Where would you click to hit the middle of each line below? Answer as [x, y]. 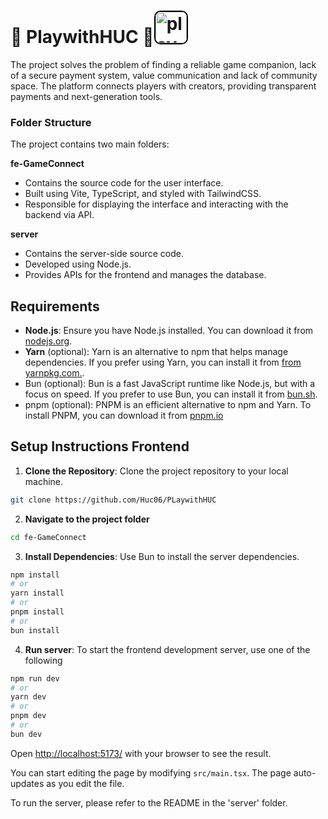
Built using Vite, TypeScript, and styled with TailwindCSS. [143, 194]
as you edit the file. [85, 783]
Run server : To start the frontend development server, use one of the [167, 649]
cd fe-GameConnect [48, 537]
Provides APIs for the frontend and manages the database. [145, 275]
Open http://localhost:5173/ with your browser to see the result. [141, 753]
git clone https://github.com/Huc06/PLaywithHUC [113, 500]
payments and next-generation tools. [86, 96]
